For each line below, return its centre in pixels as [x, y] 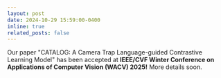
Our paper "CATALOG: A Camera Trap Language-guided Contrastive [105, 52]
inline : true [26, 26]
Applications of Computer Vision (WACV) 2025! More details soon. [105, 67]
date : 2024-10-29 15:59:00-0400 [54, 20]
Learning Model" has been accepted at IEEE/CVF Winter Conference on [111, 60]
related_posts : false [38, 33]
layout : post [26, 13]
